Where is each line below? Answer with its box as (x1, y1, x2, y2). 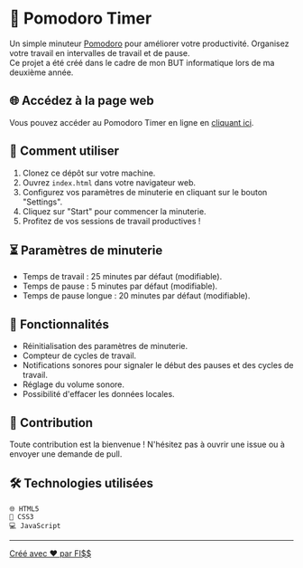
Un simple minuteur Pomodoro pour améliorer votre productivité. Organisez (9, 38, 289, 49)
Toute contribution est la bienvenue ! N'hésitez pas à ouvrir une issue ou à (9, 439, 286, 450)
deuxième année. (9, 67, 74, 78)
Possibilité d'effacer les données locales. (22, 389, 175, 400)
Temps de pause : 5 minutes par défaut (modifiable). (22, 280, 218, 292)
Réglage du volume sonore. (22, 379, 124, 390)
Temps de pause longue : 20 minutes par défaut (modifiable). (22, 290, 251, 301)
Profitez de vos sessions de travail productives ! (22, 215, 201, 226)
